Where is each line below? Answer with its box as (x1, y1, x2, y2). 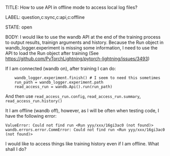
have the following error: (5, 113, 57, 119)
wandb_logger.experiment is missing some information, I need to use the (5, 45, 158, 50)
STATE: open (5, 24, 33, 30)
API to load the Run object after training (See (5, 50, 99, 56)
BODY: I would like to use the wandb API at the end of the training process (5, 34, 161, 40)
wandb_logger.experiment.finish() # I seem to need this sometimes (14, 75, 160, 81)
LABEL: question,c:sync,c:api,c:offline (5, 14, 85, 20)
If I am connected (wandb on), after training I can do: (5, 66, 116, 71)
